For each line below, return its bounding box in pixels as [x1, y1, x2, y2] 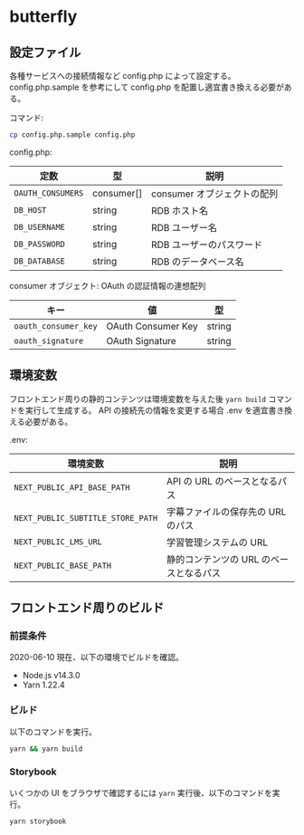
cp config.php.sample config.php [9, 130, 136, 139]
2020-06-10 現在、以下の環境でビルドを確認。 [9, 652, 184, 663]
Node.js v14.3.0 [22, 670, 81, 681]
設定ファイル [9, 44, 81, 60]
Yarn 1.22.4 [22, 679, 65, 690]
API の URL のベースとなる [166, 475, 279, 487]
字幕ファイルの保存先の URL [166, 505, 287, 518]
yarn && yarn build [9, 744, 83, 753]
